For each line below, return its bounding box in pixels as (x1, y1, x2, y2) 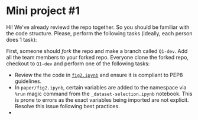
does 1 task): (6, 36, 37, 43)
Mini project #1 (6, 4, 80, 18)
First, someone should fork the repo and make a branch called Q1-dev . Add (6, 47, 188, 54)
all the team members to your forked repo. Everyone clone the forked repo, (6, 54, 189, 61)
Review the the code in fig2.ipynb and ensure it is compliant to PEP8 (14, 71, 183, 78)
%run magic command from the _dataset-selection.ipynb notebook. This (14, 90, 193, 97)
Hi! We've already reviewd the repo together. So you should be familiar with (6, 24, 190, 31)
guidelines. (14, 78, 42, 85)
